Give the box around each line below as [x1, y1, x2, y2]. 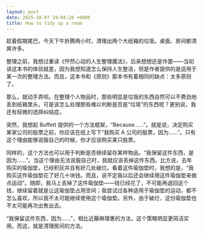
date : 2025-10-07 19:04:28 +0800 [6, 14, 91, 21]
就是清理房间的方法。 [32, 222, 86, 230]
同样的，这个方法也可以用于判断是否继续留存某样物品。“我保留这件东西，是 [6, 149, 195, 156]
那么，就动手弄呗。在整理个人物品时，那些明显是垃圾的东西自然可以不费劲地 [6, 93, 197, 100]
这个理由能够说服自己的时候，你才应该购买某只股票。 [6, 137, 139, 144]
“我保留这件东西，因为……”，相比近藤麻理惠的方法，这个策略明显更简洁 [6, 215, 184, 222]
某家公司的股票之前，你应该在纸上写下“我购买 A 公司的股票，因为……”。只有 [6, 129, 196, 136]
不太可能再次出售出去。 [6, 202, 65, 209]
